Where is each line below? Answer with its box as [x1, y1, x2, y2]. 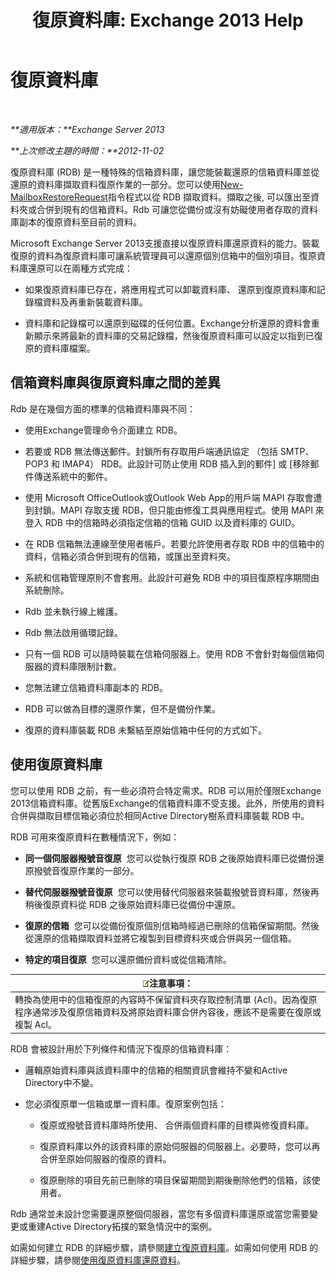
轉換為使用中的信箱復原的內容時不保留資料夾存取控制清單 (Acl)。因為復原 [14, 994, 318, 1006]
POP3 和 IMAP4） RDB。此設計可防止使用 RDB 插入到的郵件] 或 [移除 [24, 457, 311, 470]
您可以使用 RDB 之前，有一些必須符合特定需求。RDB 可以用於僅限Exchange [10, 784, 322, 796]
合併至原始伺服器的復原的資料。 [39, 1152, 172, 1165]
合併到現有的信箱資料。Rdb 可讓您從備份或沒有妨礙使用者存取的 [36, 203, 301, 215]
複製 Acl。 [14, 1019, 57, 1031]
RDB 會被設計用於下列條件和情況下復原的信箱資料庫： [10, 1042, 233, 1055]
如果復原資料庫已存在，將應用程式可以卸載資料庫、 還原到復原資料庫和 [24, 283, 317, 295]
